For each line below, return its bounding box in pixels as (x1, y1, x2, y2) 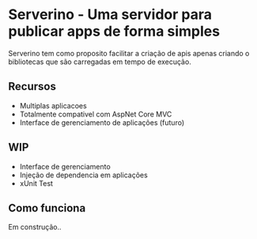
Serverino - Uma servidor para (8, 6, 212, 24)
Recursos (8, 80, 57, 93)
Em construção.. (8, 222, 62, 232)
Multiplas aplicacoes (19, 101, 87, 110)
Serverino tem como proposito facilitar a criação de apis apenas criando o (8, 48, 250, 58)
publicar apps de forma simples (8, 22, 220, 40)
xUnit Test (19, 178, 54, 188)
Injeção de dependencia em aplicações (19, 170, 148, 180)
